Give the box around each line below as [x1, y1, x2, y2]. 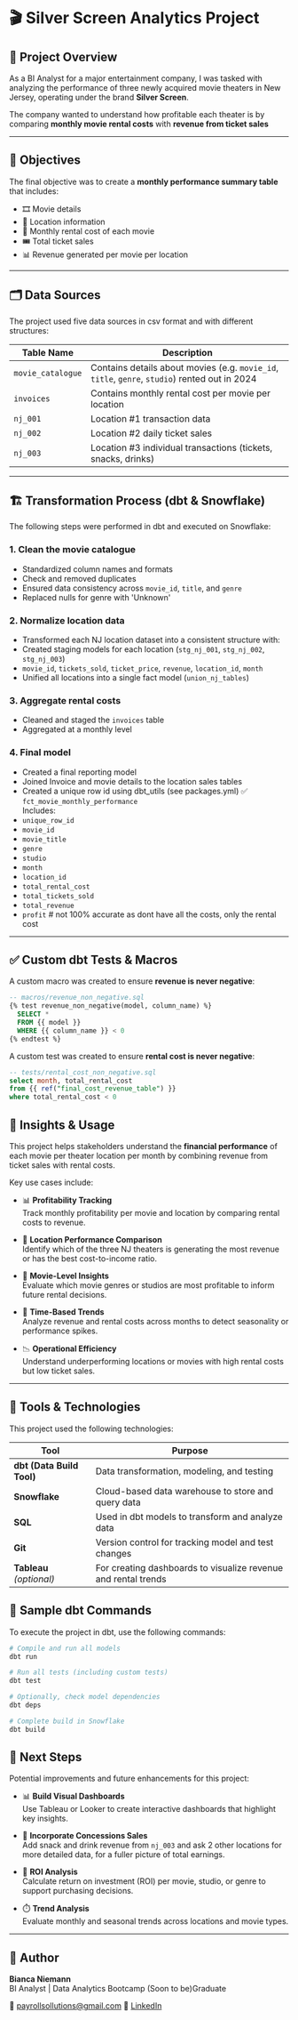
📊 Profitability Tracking [21, 1195, 113, 1205]
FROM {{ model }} [17, 1018, 82, 1027]
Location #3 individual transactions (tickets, [90, 441, 273, 454]
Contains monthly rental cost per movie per [90, 387, 271, 399]
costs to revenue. [21, 1217, 86, 1227]
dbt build [9, 1725, 46, 1734]
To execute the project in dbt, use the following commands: [9, 1626, 226, 1638]
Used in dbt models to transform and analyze [95, 1510, 284, 1523]
